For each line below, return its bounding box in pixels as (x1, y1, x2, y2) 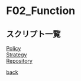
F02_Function (6, 4, 76, 18)
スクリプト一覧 (6, 29, 61, 39)
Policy (6, 45, 21, 52)
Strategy (6, 51, 27, 58)
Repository (6, 58, 33, 64)
